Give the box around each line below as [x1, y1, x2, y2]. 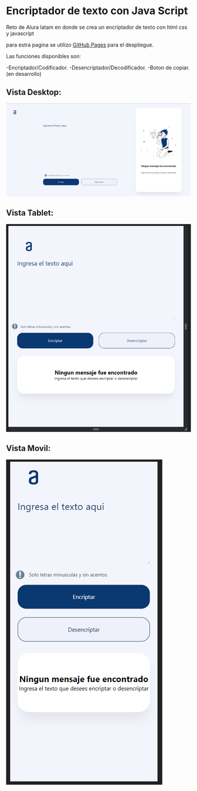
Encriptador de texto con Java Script [6, 4, 188, 18]
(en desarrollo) [6, 70, 42, 77]
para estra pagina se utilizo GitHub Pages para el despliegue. [6, 41, 154, 48]
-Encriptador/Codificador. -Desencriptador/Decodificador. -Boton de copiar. [6, 64, 190, 71]
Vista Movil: [6, 443, 51, 454]
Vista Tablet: [6, 208, 54, 218]
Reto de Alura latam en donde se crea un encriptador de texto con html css [6, 24, 188, 31]
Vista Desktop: [6, 87, 62, 98]
